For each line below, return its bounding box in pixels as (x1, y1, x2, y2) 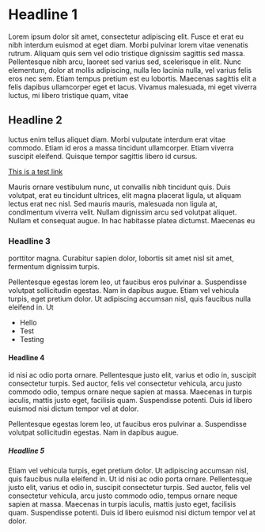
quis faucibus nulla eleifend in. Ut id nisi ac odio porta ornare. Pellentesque (8, 474, 252, 484)
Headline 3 (8, 235, 51, 246)
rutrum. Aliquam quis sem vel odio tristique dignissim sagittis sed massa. (8, 48, 245, 58)
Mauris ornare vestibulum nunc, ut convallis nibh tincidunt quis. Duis (8, 182, 231, 192)
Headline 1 (8, 6, 78, 24)
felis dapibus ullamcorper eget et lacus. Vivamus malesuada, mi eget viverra (8, 82, 257, 92)
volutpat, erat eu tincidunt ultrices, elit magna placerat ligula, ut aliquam (8, 190, 241, 199)
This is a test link (8, 166, 63, 176)
